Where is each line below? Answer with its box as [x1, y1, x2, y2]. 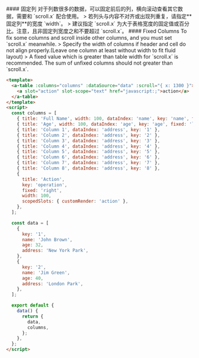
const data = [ [11, 220, 49, 226]
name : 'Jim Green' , [21, 270, 70, 276]
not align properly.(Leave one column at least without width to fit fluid [6, 47, 176, 54]
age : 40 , [21, 275, 44, 281]
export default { [11, 302, 54, 309]
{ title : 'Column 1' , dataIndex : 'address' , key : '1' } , [17, 126, 161, 133]
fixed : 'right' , [21, 187, 62, 193]
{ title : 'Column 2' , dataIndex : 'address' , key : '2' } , [17, 132, 161, 138]
